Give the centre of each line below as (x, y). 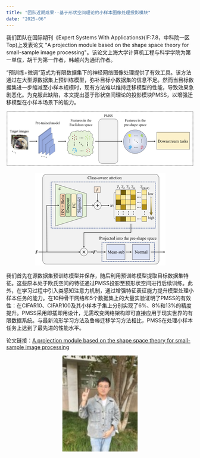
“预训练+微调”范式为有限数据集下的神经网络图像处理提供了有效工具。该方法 (99, 72)
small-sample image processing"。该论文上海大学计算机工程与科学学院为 (96, 52)
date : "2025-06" (26, 19)
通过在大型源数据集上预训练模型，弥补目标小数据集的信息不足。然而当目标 (97, 80)
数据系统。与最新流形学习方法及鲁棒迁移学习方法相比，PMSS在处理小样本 (102, 320)
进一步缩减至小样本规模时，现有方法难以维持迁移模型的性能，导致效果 (102, 87)
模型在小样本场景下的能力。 (45, 102)
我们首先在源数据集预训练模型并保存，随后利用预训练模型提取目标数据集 (95, 275)
